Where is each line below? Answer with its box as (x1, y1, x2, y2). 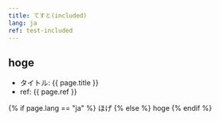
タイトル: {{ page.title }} (19, 78, 99, 88)
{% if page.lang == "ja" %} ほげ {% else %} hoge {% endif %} (8, 103, 213, 113)
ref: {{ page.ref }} (19, 87, 77, 96)
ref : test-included (8, 26, 73, 34)
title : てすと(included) (8, 11, 88, 20)
